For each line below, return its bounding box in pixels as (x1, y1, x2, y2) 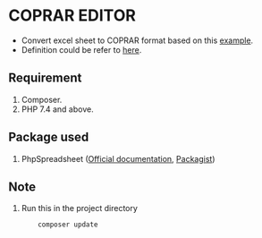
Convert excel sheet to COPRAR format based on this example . (21, 35, 254, 46)
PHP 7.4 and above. (21, 104, 95, 115)
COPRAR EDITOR (8, 5, 136, 26)
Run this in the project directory (21, 203, 138, 214)
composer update (38, 220, 98, 229)
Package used (8, 130, 89, 145)
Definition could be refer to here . (21, 44, 142, 55)
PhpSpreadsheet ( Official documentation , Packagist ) (21, 153, 216, 164)
